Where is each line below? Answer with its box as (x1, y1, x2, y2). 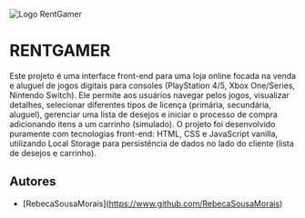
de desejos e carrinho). (9, 147, 97, 158)
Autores (9, 173, 56, 190)
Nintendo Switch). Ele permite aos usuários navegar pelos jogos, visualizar (9, 89, 290, 100)
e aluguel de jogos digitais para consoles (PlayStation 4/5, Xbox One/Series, (9, 80, 296, 91)
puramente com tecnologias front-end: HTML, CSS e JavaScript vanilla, (9, 128, 279, 139)
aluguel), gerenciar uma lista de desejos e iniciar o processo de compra (9, 109, 278, 120)
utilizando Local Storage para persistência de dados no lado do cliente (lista (9, 137, 294, 149)
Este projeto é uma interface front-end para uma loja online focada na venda (9, 70, 297, 81)
